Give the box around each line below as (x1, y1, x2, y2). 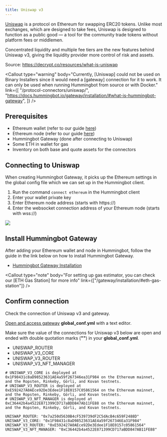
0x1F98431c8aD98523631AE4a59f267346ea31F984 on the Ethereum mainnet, (5, 375, 155, 380)
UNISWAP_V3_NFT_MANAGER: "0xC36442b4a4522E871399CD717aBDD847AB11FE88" (5, 427, 157, 432)
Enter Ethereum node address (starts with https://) (12, 200, 116, 206)
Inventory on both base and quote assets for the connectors (12, 147, 136, 153)
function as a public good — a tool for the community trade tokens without (5, 31, 158, 37)
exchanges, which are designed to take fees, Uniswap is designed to (5, 26, 147, 32)
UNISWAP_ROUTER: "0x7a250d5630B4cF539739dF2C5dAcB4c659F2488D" (5, 414, 140, 419)
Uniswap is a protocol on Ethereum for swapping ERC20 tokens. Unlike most (5, 21, 163, 27)
